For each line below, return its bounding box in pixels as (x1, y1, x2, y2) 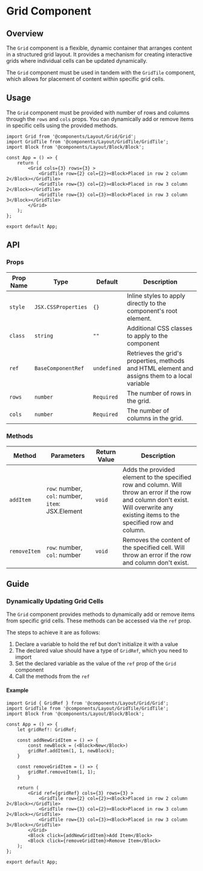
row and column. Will (122, 480, 182, 489)
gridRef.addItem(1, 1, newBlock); (28, 748, 115, 754)
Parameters (50, 451, 85, 460)
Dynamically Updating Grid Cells (6, 597, 104, 605)
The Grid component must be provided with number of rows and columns (6, 109, 190, 116)
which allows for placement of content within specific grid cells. (6, 76, 165, 82)
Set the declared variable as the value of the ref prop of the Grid (14, 660, 176, 667)
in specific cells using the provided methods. (6, 122, 118, 129)
